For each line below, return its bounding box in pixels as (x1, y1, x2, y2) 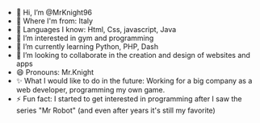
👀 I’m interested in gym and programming (15, 33, 154, 43)
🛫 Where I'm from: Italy (15, 16, 94, 26)
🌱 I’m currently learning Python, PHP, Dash (15, 42, 159, 51)
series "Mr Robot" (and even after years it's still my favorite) (15, 105, 216, 115)
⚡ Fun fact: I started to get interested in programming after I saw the (15, 94, 242, 104)
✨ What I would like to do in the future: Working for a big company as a (15, 76, 253, 85)
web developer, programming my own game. (15, 85, 166, 94)
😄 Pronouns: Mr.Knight (15, 68, 94, 76)
